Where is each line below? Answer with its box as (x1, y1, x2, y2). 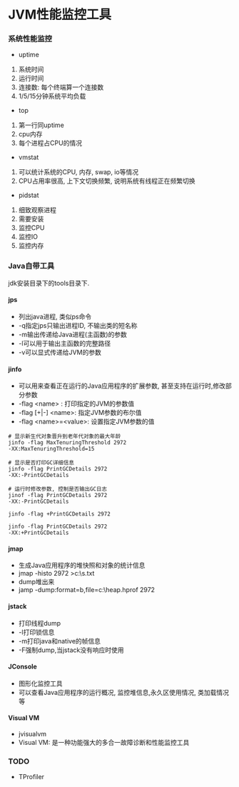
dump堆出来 (18, 578, 55, 586)
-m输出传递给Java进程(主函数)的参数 (18, 330, 128, 339)
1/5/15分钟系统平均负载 (18, 92, 86, 101)
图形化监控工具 (18, 679, 63, 688)
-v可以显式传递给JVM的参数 (18, 348, 102, 356)
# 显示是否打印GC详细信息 (8, 459, 74, 466)
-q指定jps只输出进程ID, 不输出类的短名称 (18, 321, 138, 329)
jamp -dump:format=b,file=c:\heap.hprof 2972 (18, 586, 156, 594)
